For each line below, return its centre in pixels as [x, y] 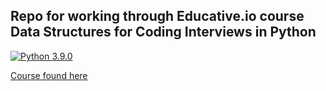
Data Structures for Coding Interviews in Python [163, 32]
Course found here [49, 75]
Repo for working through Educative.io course [157, 16]
